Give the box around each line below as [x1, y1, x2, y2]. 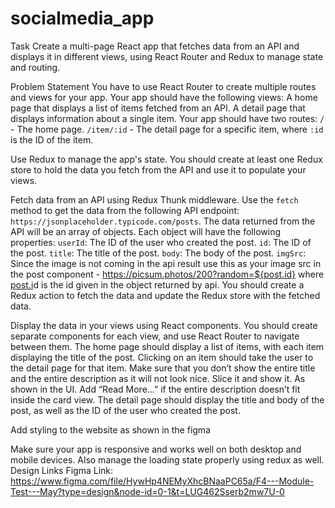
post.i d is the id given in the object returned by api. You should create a [10, 278, 305, 291]
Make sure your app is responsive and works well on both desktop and [10, 443, 302, 455]
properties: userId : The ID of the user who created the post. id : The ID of [10, 236, 312, 248]
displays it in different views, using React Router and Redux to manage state [10, 50, 324, 62]
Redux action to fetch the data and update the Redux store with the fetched [10, 289, 321, 301]
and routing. [10, 61, 61, 73]
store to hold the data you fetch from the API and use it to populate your [10, 163, 307, 176]
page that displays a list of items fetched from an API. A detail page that [10, 102, 306, 114]
